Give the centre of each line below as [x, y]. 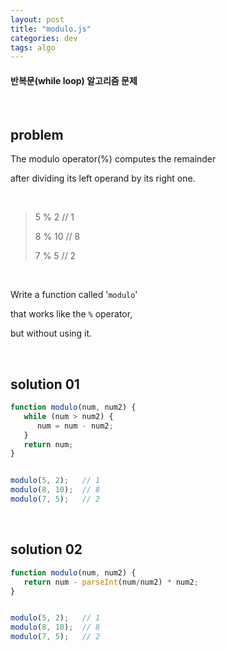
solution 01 [45, 384]
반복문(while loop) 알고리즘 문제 [74, 80]
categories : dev [44, 38]
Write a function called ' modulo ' [74, 295]
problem [37, 134]
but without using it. [51, 333]
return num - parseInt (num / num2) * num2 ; [111, 582]
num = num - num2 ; [75, 426]
